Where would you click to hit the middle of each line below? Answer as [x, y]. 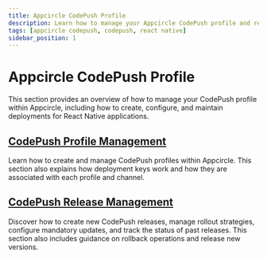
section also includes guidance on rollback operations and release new [124, 238]
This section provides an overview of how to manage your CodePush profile [133, 100]
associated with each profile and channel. [77, 177]
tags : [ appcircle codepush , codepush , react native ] [97, 30]
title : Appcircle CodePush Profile [67, 16]
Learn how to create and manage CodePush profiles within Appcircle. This [130, 160]
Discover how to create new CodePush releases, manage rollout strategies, [132, 221]
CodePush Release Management [91, 203]
